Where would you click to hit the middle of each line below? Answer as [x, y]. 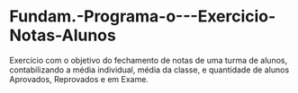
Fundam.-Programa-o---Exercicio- [143, 17]
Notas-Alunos [63, 35]
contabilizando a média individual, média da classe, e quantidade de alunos [149, 70]
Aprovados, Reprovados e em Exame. [79, 79]
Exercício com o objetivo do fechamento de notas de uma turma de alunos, [149, 60]
